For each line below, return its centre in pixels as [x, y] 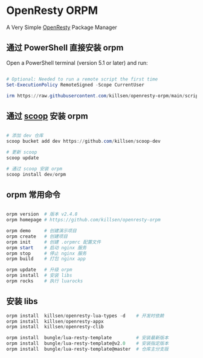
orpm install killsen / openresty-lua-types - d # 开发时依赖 [85, 316]
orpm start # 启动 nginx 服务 [47, 248]
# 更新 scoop [22, 152]
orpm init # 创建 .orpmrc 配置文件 [54, 242]
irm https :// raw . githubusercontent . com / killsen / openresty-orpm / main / [96, 96]
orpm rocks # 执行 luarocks [45, 281]
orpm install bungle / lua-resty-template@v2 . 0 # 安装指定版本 [88, 343]
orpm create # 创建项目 [37, 236]
